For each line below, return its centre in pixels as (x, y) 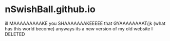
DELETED (15, 34)
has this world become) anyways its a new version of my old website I (79, 28)
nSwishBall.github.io (50, 9)
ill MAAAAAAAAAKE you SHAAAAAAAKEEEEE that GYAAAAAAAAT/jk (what (85, 23)
